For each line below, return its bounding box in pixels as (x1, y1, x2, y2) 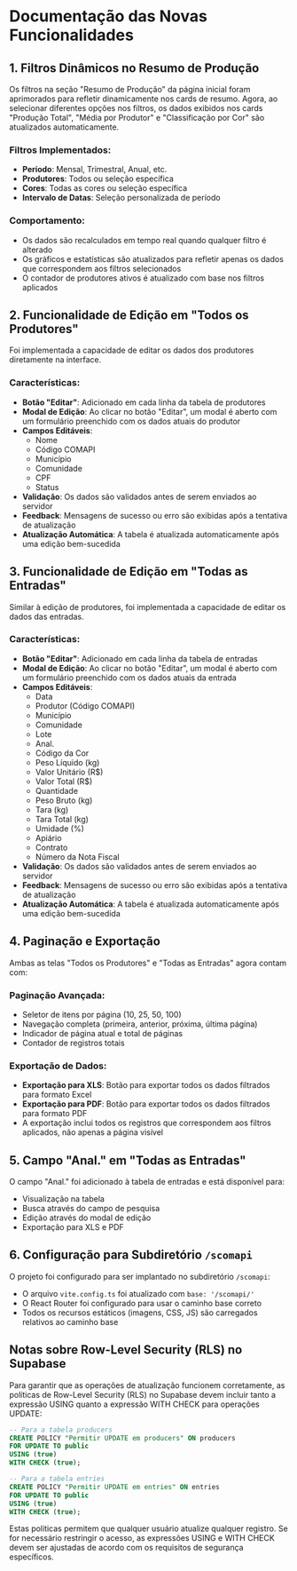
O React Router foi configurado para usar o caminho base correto (21, 1297, 262, 1308)
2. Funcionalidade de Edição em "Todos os (9, 307, 250, 322)
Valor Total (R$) (35, 775, 93, 787)
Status (35, 481, 59, 492)
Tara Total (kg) (35, 813, 89, 824)
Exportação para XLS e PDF (21, 1222, 124, 1233)
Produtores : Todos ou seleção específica (21, 173, 175, 184)
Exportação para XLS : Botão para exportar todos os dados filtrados (21, 1080, 270, 1091)
